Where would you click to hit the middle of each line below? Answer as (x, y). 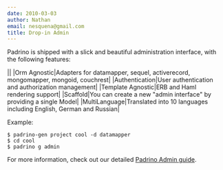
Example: (20, 122)
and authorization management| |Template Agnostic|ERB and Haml (102, 87)
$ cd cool (21, 141)
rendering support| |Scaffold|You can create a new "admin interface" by (109, 95)
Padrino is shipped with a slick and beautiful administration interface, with (112, 52)
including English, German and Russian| (64, 109)
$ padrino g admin (33, 147)
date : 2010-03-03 (32, 13)
